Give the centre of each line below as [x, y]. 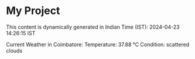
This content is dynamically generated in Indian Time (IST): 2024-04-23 [93, 27]
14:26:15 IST [21, 33]
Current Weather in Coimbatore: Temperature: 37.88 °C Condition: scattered [98, 44]
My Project [33, 11]
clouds [14, 50]
